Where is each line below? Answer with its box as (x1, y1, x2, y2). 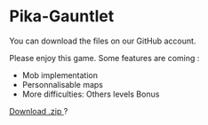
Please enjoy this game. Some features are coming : (9, 52, 200, 63)
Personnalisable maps (21, 79, 104, 90)
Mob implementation (21, 69, 98, 81)
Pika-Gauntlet (9, 6, 115, 27)
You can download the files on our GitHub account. (9, 35, 196, 46)
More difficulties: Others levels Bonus (21, 89, 160, 99)
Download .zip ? (9, 105, 68, 116)
